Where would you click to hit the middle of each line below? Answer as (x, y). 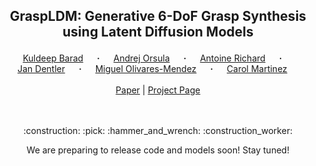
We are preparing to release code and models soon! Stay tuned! (158, 150)
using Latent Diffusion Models (158, 32)
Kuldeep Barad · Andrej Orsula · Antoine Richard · (152, 58)
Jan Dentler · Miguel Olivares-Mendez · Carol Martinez (152, 69)
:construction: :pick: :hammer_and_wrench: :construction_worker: (158, 131)
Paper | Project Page (158, 90)
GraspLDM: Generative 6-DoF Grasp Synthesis (158, 16)
